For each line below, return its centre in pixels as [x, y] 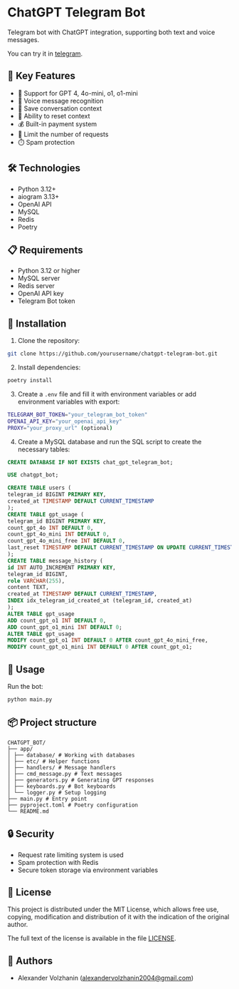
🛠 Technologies [44, 168]
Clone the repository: [49, 341]
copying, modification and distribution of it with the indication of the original [118, 917]
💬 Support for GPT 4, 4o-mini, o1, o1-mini [78, 93]
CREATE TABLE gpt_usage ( [46, 514]
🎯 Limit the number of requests [63, 134]
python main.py [30, 700]
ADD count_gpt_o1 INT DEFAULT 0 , [57, 620]
